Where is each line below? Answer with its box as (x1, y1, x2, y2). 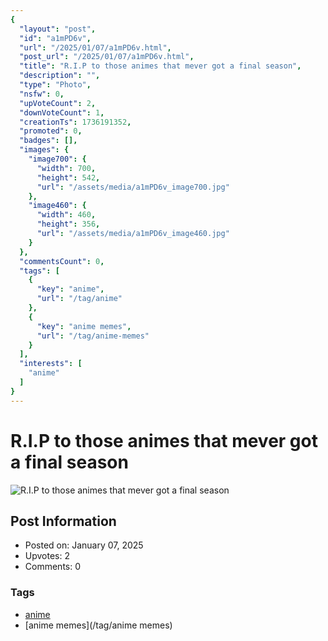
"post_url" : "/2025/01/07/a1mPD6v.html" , (19, 52, 195, 62)
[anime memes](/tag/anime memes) (24, 619, 173, 631)
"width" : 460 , (36, 210, 97, 220)
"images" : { (19, 145, 70, 155)
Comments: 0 (24, 561, 82, 573)
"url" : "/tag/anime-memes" (36, 331, 150, 341)
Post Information (10, 512, 117, 530)
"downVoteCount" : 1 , (19, 107, 105, 118)
